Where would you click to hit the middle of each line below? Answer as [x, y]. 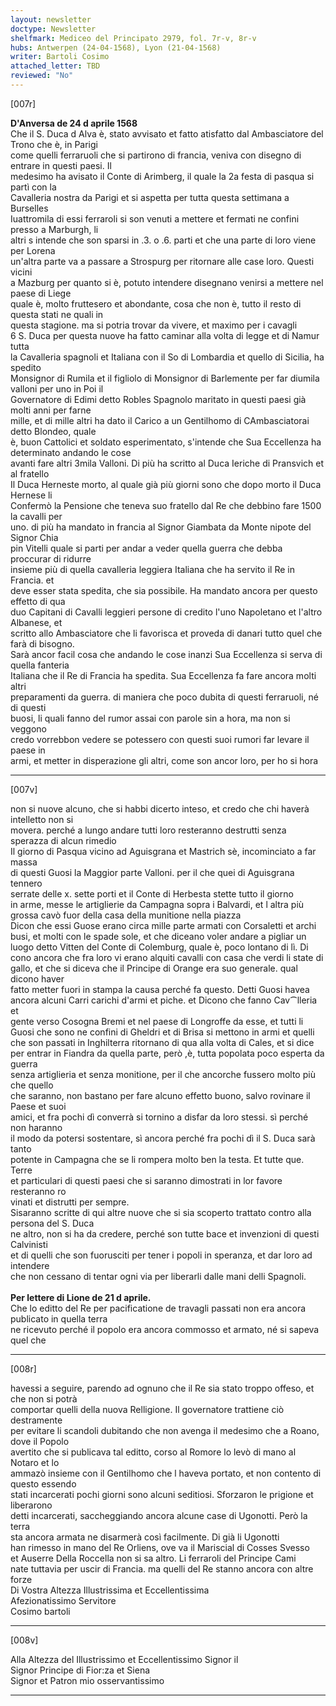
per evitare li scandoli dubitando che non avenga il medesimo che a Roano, [165, 1430]
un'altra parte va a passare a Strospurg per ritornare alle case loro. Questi [162, 261]
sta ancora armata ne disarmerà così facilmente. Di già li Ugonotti [145, 1537]
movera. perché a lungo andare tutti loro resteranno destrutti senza [148, 830]
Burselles [29, 208]
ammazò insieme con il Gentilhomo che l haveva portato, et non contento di [166, 1473]
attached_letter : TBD [55, 66]
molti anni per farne [51, 410]
